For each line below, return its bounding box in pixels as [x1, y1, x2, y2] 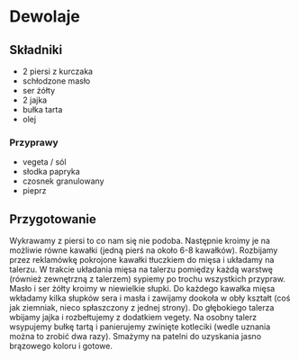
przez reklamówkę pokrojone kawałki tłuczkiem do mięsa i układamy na [9, 255, 275, 265]
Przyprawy [9, 136, 59, 148]
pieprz [22, 185, 47, 196]
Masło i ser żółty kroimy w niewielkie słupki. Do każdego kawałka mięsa [9, 283, 276, 294]
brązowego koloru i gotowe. [9, 340, 113, 352]
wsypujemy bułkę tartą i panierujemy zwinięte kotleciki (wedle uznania [9, 321, 271, 332]
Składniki [9, 42, 63, 58]
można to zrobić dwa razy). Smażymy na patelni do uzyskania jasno [9, 331, 262, 342]
